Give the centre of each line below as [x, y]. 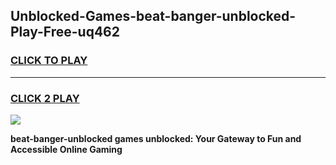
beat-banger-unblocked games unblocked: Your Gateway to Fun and [156, 138]
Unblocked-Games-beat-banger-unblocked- [153, 16]
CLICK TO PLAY [49, 61]
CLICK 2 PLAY [45, 98]
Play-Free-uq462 [65, 32]
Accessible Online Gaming [66, 149]
